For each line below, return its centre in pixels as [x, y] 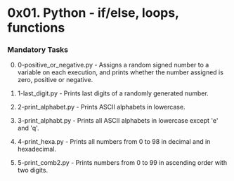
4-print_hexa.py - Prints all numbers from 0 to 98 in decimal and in [114, 142]
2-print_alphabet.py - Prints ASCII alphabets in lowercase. [101, 107]
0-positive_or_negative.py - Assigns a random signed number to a [113, 65]
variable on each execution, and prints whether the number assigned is [120, 72]
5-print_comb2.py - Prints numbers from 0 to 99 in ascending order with [122, 163]
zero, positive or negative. [55, 80]
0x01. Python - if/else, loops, [93, 13]
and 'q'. [28, 128]
